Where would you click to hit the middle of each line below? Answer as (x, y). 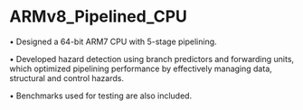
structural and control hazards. (67, 78)
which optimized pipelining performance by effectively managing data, (141, 69)
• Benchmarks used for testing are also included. (101, 96)
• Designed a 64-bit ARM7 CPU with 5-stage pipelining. (113, 41)
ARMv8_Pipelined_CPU (99, 17)
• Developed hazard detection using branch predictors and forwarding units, (152, 59)
